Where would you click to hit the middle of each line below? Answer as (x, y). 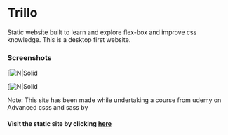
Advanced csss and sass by (48, 108)
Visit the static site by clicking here (60, 123)
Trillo (22, 13)
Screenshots (29, 57)
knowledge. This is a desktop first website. (69, 39)
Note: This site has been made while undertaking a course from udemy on (114, 100)
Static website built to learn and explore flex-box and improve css (102, 32)
